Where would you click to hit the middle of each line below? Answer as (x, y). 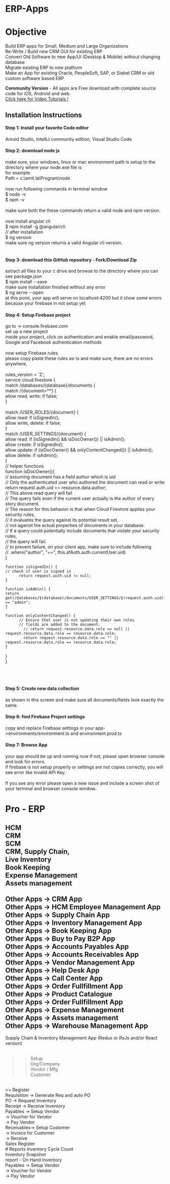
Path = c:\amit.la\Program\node (38, 178)
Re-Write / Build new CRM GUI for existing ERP (54, 52)
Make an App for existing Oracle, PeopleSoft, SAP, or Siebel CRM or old (80, 73)
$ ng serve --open (25, 292)
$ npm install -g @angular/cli (35, 227)
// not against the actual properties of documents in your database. (75, 526)
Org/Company (45, 1064)
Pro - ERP (25, 809)
